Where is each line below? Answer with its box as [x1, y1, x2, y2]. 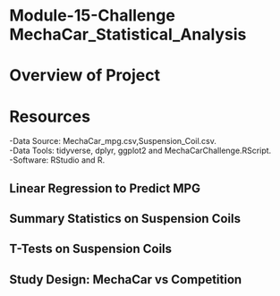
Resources [9, 106, 91, 126]
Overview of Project [9, 65, 161, 86]
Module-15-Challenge [9, 5, 176, 26]
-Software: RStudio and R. [9, 155, 106, 165]
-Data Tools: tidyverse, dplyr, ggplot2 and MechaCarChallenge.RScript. [9, 145, 272, 156]
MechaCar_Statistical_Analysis [9, 24, 247, 45]
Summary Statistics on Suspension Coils [9, 211, 242, 226]
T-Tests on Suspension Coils [9, 241, 173, 257]
